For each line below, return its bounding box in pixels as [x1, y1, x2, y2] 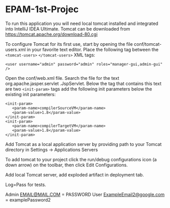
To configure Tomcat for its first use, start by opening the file [5, 41, 133, 47]
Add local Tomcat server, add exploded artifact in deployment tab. [5, 171, 144, 177]
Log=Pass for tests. [5, 182, 46, 188]
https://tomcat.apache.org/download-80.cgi [5, 31, 98, 37]
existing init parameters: [5, 91, 56, 97]
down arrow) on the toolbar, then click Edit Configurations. [5, 162, 128, 168]
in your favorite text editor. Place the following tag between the [26, 46, 159, 52]
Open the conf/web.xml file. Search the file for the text [5, 75, 120, 81]
